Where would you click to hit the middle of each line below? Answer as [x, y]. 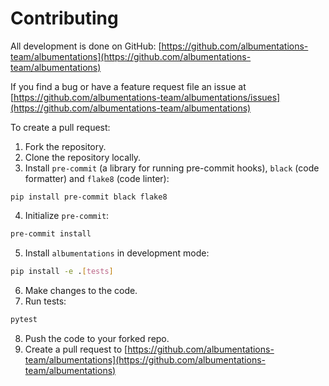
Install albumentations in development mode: [117, 253]
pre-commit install [51, 233]
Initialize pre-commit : [67, 215]
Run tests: [45, 301]
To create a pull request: [60, 127]
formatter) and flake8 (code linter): [97, 178]
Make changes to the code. [81, 290]
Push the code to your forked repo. [97, 338]
